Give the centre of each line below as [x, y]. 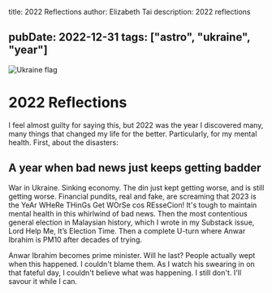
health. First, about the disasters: [64, 142]
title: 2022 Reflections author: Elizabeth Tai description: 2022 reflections [130, 12]
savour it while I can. [43, 281]
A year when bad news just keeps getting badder [135, 168]
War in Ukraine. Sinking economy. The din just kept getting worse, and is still [136, 187]
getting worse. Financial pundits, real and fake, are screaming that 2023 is [133, 196]
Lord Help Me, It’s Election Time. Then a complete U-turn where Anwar [127, 230]
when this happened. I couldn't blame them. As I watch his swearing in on [132, 264]
